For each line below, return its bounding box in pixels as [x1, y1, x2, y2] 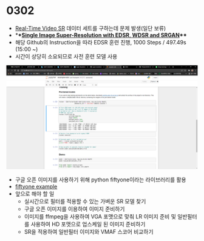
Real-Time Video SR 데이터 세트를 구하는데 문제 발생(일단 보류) [15, 24, 166, 32]
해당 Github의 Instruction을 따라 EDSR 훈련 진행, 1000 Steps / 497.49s [15, 38, 186, 46]
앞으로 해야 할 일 [15, 190, 55, 197]
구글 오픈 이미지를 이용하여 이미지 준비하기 [24, 205, 126, 212]
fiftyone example [15, 183, 58, 190]
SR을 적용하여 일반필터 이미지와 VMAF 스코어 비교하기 [24, 228, 154, 235]
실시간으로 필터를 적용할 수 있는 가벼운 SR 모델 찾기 [24, 197, 146, 204]
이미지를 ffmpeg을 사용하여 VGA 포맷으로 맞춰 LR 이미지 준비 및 [24, 212, 176, 220]
